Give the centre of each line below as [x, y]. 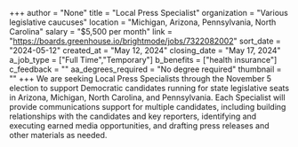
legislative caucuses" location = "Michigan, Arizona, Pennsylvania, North [143, 22]
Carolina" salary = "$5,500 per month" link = [91, 31]
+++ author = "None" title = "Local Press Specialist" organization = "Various [149, 13]
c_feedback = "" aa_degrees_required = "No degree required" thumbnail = [145, 69]
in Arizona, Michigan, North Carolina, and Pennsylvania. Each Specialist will [148, 97]
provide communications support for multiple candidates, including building [148, 107]
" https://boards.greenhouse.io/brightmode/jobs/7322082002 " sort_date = [145, 41]
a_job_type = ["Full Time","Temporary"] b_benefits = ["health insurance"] [143, 60]
